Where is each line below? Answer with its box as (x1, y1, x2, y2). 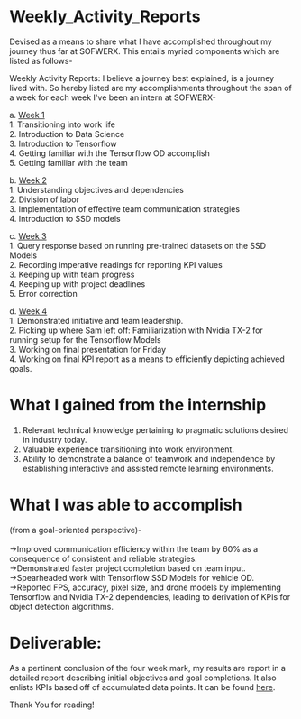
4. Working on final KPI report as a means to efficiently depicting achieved (9, 354, 286, 364)
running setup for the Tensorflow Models (9, 334, 161, 345)
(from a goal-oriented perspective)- (9, 524, 142, 535)
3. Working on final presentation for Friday (9, 344, 167, 355)
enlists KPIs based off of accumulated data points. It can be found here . (9, 681, 276, 692)
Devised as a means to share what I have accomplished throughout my (9, 36, 272, 47)
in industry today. (22, 434, 87, 445)
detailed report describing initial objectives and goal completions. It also (9, 672, 277, 683)
